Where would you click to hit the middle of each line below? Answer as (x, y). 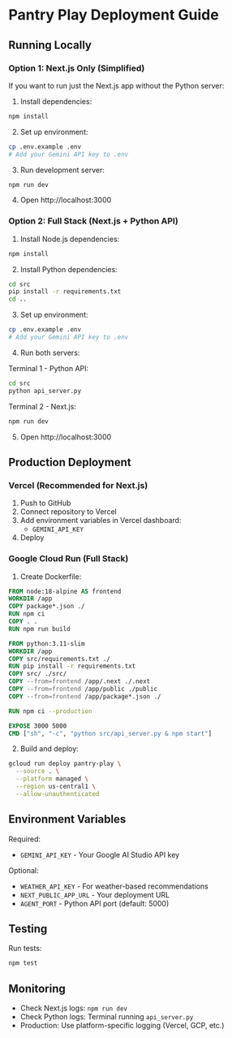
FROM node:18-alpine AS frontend (65, 591)
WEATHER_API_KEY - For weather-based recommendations (114, 886)
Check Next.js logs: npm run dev (74, 1008)
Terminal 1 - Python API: (49, 368)
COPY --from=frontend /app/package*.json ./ (85, 696)
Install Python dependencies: (69, 269)
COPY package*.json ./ (47, 607)
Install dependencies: (56, 101)
